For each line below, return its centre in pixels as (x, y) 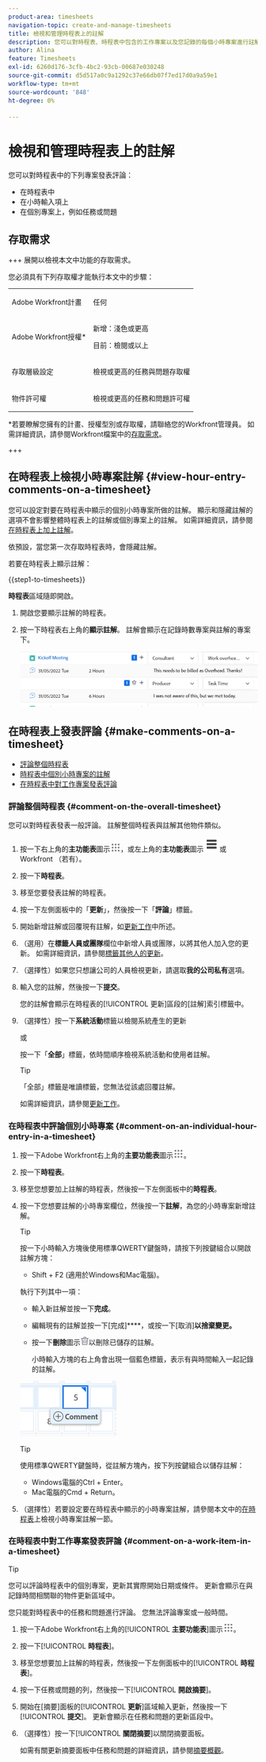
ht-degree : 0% (32, 100)
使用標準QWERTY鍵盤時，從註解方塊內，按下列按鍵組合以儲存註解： (132, 1465)
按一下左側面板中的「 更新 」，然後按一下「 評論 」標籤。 (108, 910)
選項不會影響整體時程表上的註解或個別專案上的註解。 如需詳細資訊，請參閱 (131, 519)
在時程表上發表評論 (55, 731)
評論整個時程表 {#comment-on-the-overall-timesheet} (115, 806)
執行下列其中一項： (51, 1291)
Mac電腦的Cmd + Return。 (75, 1492)
